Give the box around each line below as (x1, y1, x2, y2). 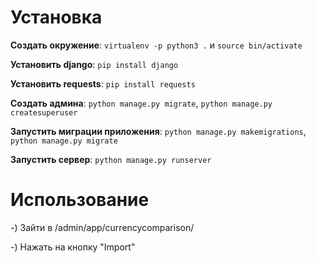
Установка (10, 6, 103, 29)
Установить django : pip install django (10, 58, 179, 70)
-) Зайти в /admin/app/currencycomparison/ (10, 221, 195, 233)
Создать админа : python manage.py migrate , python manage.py (10, 97, 273, 109)
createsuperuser (10, 107, 78, 118)
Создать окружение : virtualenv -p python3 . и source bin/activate (10, 39, 303, 51)
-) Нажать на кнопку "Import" (10, 241, 136, 253)
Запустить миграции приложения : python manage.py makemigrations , (10, 125, 307, 137)
